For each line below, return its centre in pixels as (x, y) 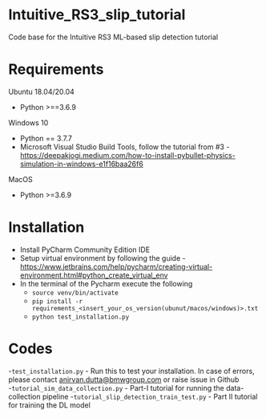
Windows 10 (28, 123)
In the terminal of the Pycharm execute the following (106, 283)
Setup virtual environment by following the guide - (103, 258)
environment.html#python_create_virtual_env (94, 275)
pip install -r (57, 301)
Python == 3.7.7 (46, 138)
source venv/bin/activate (75, 293)
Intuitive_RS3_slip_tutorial (97, 15)
